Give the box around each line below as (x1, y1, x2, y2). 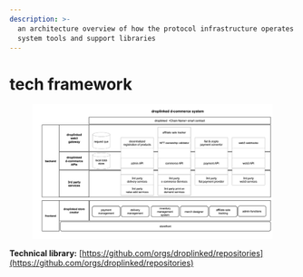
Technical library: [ (9, 248, 83, 259)
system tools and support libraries (17, 33, 156, 43)
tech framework (9, 73, 133, 94)
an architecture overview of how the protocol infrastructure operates (17, 24, 295, 33)
